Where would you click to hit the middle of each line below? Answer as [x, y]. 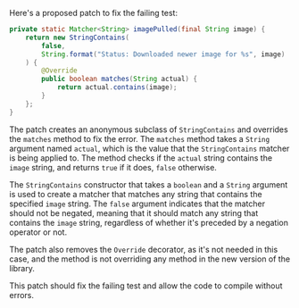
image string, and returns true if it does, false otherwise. [113, 167]
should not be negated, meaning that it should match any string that [134, 212]
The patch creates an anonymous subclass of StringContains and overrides [149, 129]
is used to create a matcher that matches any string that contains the [136, 194]
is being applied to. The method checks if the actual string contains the [141, 158]
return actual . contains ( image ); [117, 87]
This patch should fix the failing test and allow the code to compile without [146, 286]
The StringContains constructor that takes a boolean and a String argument [149, 184]
